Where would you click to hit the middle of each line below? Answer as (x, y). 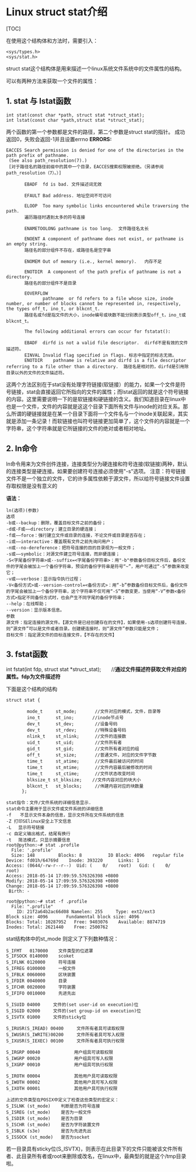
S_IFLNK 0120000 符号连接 (41, 962)
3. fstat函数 (27, 654)
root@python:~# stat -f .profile (47, 902)
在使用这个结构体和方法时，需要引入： (52, 40)
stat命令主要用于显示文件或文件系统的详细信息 (55, 809)
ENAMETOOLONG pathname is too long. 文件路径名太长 (87, 228)
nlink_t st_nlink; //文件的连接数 (77, 737)
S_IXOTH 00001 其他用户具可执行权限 (62, 1089)
